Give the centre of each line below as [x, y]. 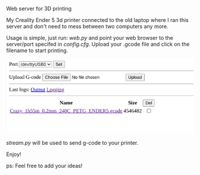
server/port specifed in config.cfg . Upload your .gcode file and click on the [98, 44]
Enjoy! [14, 154]
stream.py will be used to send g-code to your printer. [72, 142]
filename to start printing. [37, 50]
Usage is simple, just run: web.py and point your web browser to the [90, 38]
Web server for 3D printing [39, 9]
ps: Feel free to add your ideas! [44, 166]
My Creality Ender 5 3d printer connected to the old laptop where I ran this [97, 20]
